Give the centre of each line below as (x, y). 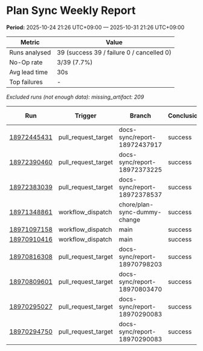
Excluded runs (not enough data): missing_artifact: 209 (75, 97)
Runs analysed (30, 52)
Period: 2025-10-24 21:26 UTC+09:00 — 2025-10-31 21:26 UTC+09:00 (95, 27)
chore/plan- (136, 205)
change (130, 220)
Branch (140, 116)
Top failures (26, 82)
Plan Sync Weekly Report (71, 11)
